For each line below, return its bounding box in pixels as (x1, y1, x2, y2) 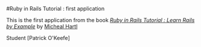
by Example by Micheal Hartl (6, 23, 78, 30)
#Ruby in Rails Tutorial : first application (6, 5, 105, 12)
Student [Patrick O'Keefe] (6, 35, 71, 41)
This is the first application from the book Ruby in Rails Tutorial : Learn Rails (6, 17, 195, 23)
